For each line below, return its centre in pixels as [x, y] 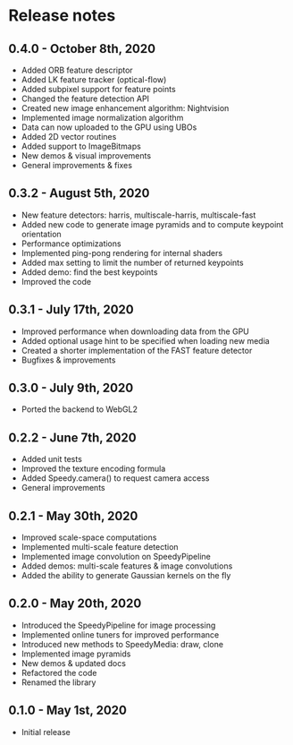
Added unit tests [51, 459]
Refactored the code [59, 672]
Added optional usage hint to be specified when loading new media [145, 340]
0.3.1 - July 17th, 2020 [71, 310]
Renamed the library [59, 682]
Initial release [46, 732]
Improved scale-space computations [89, 537]
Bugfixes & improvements [68, 360]
